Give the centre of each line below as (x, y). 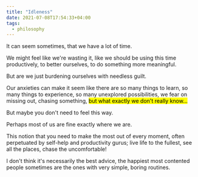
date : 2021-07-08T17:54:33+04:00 (49, 18)
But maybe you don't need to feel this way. (60, 113)
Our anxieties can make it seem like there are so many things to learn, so (97, 88)
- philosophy (28, 29)
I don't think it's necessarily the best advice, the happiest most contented (98, 161)
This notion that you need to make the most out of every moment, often (96, 136)
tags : (13, 23)
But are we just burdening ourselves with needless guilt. (77, 76)
